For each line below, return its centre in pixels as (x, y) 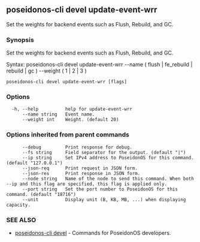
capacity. (19, 205)
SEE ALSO (21, 220)
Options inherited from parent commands (68, 135)
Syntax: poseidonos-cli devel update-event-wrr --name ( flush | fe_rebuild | (99, 65)
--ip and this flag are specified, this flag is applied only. (87, 184)
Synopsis (20, 40)
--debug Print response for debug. (77, 147)
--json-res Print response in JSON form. (81, 173)
